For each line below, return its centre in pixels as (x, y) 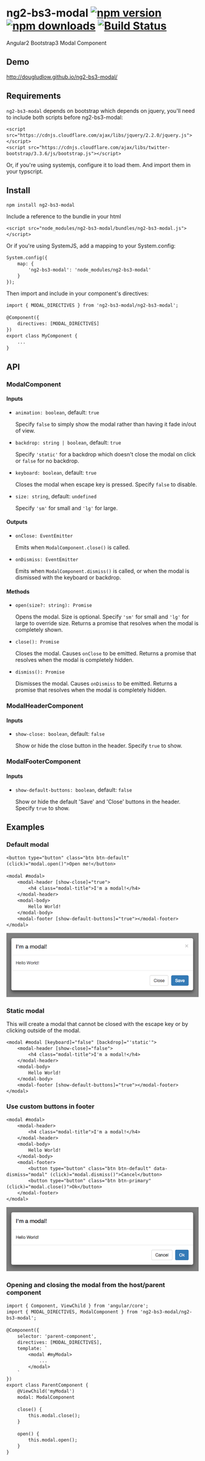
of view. (25, 431)
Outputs (17, 522)
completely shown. (39, 630)
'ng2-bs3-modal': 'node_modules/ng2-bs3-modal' (90, 270)
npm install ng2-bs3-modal (41, 205)
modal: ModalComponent (46, 1398)
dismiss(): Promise (40, 672)
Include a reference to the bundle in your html (64, 217)
